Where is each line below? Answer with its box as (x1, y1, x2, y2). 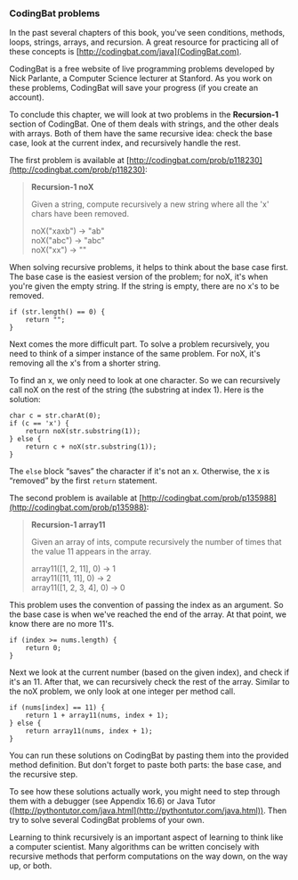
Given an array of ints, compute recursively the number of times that (30, 537, 282, 547)
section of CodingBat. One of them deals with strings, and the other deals (9, 119, 279, 129)
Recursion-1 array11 (30, 520, 106, 530)
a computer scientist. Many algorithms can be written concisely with (9, 842, 260, 852)
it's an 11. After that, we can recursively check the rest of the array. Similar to (9, 677, 290, 687)
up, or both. (9, 860, 52, 871)
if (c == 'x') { (9, 419, 69, 428)
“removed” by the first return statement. (9, 475, 157, 486)
